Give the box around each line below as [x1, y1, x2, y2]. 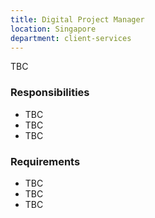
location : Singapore [10, 24, 97, 34]
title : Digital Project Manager [10, 14, 145, 25]
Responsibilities [10, 86, 90, 100]
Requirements [10, 154, 81, 168]
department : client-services [10, 33, 132, 43]
